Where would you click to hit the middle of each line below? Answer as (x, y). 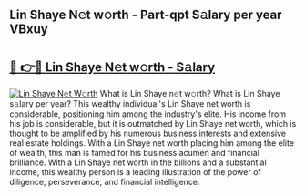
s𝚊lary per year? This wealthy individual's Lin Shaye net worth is (130, 103)
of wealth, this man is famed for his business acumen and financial (134, 153)
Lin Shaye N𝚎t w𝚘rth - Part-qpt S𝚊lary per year (146, 15)
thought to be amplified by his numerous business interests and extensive (148, 133)
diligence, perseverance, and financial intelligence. (105, 182)
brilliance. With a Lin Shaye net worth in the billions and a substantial (138, 162)
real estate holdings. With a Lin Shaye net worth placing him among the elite (152, 143)
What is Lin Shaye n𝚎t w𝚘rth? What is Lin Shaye (190, 93)
